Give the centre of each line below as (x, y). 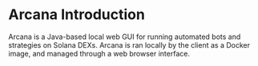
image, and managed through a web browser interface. (99, 53)
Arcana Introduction (77, 15)
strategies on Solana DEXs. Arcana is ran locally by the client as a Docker (129, 45)
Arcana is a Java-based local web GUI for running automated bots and (125, 37)
